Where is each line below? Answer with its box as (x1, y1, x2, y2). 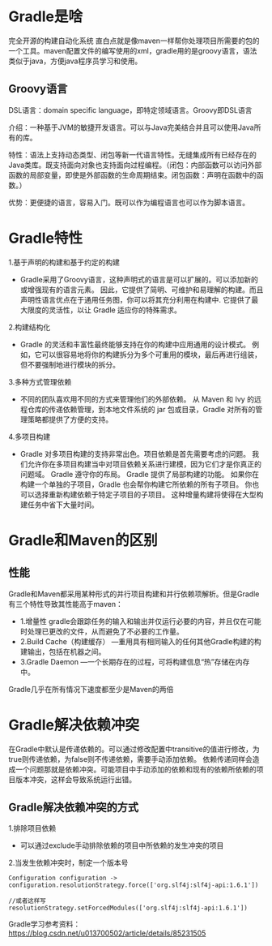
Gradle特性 (8, 229, 83, 247)
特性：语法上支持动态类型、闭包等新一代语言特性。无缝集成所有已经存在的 (8, 149, 257, 159)
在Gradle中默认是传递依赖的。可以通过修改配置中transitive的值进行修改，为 (8, 744, 261, 754)
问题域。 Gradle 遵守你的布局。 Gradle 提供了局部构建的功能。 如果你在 (19, 469, 259, 479)
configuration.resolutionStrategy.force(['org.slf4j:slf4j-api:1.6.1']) (8, 881, 259, 889)
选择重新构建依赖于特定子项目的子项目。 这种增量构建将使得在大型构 (34, 489, 264, 499)
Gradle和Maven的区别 (8, 531, 158, 549)
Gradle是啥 (8, 7, 83, 26)
